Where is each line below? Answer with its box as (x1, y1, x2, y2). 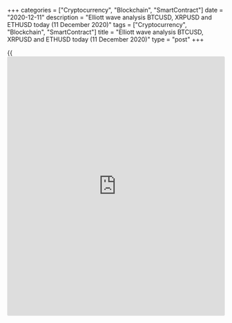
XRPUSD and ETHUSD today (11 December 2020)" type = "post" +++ (7, 35, 204, 44)
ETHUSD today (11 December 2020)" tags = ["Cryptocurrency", (7, 21, 188, 28)
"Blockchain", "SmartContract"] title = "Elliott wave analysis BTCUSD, (7, 28, 204, 36)
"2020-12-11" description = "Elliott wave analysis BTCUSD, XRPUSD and (7, 13, 213, 21)
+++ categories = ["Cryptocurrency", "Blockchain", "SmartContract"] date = (7, 6, 224, 14)
